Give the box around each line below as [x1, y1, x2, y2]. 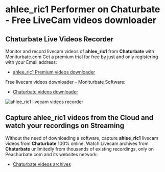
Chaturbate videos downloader [12, 89, 78, 95]
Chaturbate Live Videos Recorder [5, 35, 114, 43]
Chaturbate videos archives [12, 161, 72, 167]
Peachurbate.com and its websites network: [5, 151, 98, 157]
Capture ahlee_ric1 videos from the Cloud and [5, 113, 154, 122]
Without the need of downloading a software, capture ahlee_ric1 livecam [5, 135, 158, 141]
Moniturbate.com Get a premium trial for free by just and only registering [5, 54, 158, 60]
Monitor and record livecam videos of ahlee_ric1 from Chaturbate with [5, 48, 155, 54]
